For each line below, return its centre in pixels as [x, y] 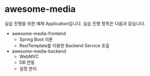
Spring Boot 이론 [36, 39]
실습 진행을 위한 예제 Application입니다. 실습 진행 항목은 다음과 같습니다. [75, 23]
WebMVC [29, 56]
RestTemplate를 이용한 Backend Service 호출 [64, 45]
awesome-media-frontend [39, 33]
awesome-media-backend [39, 51]
